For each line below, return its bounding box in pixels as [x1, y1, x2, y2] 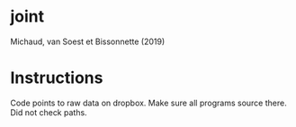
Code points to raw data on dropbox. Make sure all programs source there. [10, 97, 287, 108]
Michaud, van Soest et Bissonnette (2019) [10, 36, 166, 47]
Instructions [10, 68, 103, 88]
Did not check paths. [10, 106, 88, 118]
